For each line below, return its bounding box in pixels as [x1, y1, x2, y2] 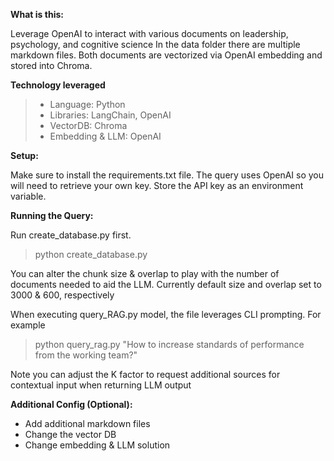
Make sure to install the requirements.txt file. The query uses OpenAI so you [10, 169, 325, 181]
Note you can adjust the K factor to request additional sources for [10, 369, 281, 380]
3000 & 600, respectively [10, 289, 115, 301]
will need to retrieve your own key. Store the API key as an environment [10, 180, 304, 191]
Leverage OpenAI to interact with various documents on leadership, [10, 28, 289, 39]
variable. [10, 190, 47, 202]
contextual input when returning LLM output [10, 379, 192, 391]
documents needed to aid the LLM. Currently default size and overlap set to [10, 279, 322, 290]
